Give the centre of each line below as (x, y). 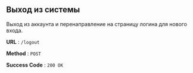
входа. (15, 30)
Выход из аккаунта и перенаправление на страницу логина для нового (97, 24)
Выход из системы (43, 10)
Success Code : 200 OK (35, 65)
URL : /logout (23, 42)
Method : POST (24, 53)
